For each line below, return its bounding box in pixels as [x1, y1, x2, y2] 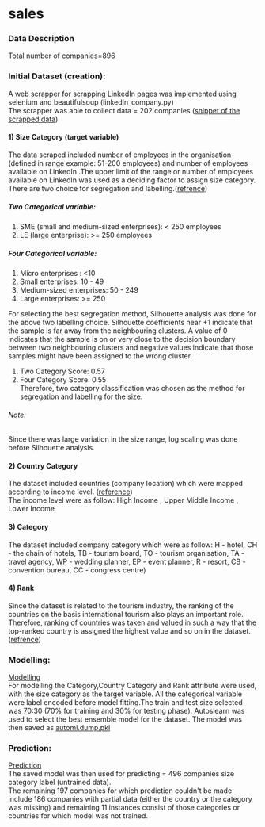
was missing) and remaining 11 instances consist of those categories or [8, 802, 240, 813]
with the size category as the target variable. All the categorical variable [8, 689, 243, 699]
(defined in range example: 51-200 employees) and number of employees [8, 158, 248, 167]
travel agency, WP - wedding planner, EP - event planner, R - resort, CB [8, 557, 241, 566]
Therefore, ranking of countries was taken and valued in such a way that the [8, 618, 257, 627]
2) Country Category [8, 461, 78, 470]
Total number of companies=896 [8, 51, 116, 60]
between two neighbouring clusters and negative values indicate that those [8, 343, 254, 352]
